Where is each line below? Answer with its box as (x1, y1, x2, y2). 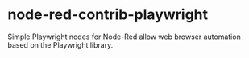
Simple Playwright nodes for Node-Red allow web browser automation (7, 32, 241, 41)
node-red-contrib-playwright (7, 6, 209, 24)
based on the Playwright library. (7, 40, 114, 49)
